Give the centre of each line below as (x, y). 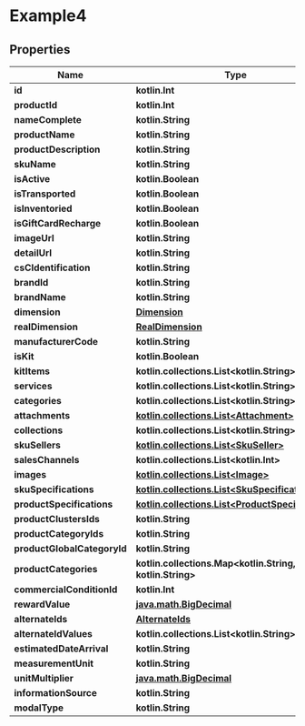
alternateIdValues (53, 634)
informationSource (55, 693)
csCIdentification (52, 267)
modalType (39, 708)
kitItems (32, 371)
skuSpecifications (54, 489)
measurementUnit (54, 663)
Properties (40, 50)
